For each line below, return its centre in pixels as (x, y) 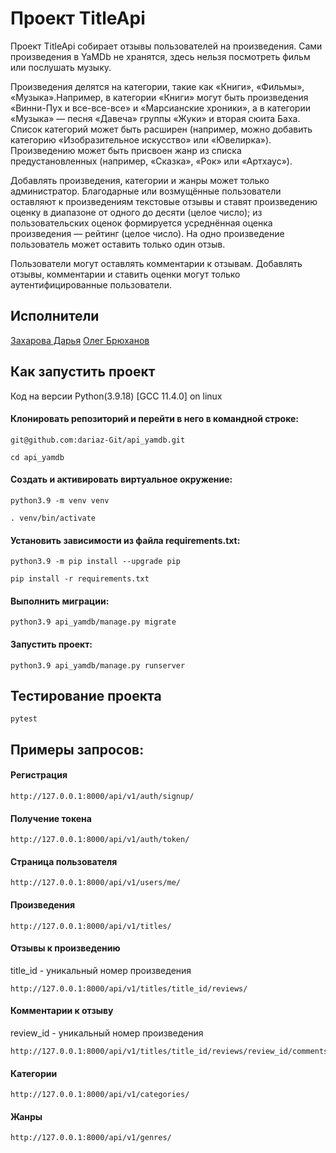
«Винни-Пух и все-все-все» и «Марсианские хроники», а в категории (160, 108)
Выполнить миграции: (60, 601)
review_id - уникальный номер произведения (107, 1033)
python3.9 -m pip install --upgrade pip (96, 562)
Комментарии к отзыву (62, 1011)
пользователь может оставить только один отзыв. (118, 244)
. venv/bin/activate (53, 518)
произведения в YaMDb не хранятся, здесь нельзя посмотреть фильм (160, 56)
